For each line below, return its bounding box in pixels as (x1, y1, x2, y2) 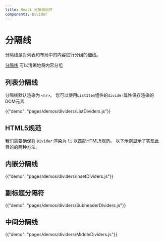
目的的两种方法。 (5, 144, 40, 150)
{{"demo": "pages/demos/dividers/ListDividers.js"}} (5, 108, 111, 114)
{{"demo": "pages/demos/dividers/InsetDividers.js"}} (5, 173, 114, 179)
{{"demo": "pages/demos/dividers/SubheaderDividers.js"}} (5, 202, 126, 208)
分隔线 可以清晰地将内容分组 (5, 62, 63, 68)
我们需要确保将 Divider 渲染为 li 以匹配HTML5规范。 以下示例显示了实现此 (5, 138, 160, 144)
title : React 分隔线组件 (5, 7, 53, 12)
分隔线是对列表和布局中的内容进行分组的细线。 (5, 52, 101, 58)
